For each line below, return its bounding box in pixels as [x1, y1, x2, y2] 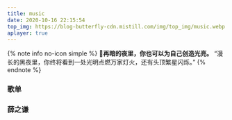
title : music [7, 10, 45, 17]
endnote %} [7, 66, 42, 74]
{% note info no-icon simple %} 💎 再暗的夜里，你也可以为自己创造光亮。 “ [7, 49, 217, 58]
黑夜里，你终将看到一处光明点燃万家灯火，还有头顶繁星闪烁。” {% [19, 58, 206, 67]
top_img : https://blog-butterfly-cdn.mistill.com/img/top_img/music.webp [7, 23, 226, 30]
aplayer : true [7, 29, 49, 37]
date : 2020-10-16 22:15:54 [7, 17, 85, 24]
